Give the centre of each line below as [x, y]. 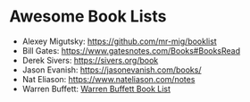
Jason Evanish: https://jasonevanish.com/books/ [112, 70]
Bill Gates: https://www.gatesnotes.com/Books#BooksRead [131, 50]
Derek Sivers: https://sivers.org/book [90, 60]
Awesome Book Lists [88, 17]
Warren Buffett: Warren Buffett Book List [96, 89]
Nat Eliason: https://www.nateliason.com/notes [108, 79]
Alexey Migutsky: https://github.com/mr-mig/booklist [119, 41]
